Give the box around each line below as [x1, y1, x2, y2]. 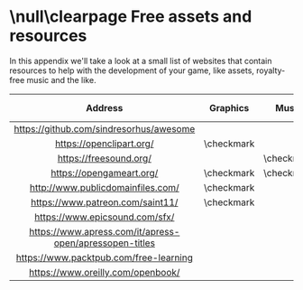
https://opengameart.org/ [50, 166, 159, 179]
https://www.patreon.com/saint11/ [30, 196, 179, 209]
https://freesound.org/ [57, 152, 151, 164]
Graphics [208, 101, 250, 114]
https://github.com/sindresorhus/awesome [14, 122, 196, 135]
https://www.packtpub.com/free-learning [15, 251, 194, 264]
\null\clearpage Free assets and [9, 6, 252, 27]
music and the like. [26, 74, 96, 85]
